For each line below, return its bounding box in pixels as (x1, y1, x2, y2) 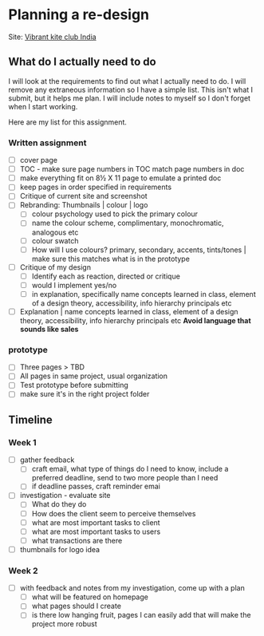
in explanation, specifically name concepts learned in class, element (31, 289, 257, 298)
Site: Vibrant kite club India (8, 32, 97, 41)
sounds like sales (19, 324, 79, 334)
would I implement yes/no (31, 280, 117, 290)
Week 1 (8, 437, 37, 448)
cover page (19, 156, 58, 165)
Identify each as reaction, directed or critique (31, 271, 181, 281)
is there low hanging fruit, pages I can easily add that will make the (31, 610, 251, 620)
